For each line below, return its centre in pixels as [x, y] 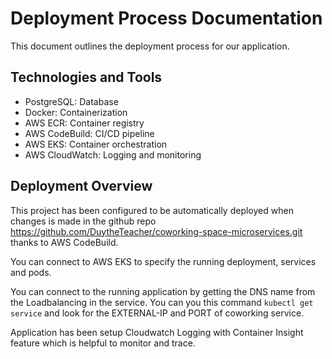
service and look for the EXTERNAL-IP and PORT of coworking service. [157, 313]
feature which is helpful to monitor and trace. [103, 343]
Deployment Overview [81, 186]
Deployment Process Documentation [166, 18]
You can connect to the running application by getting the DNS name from [163, 291]
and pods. [31, 272]
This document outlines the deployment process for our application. [150, 46]
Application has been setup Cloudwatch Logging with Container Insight [157, 332]
